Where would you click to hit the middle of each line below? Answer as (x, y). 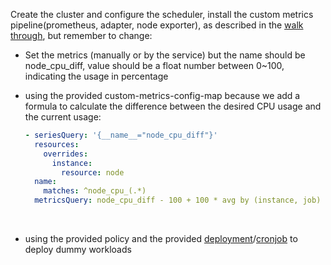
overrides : (66, 154)
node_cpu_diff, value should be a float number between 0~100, (154, 65)
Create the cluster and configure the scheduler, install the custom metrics (162, 14)
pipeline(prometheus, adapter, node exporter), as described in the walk (157, 25)
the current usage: (63, 117)
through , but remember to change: (81, 35)
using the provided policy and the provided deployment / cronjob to (161, 238)
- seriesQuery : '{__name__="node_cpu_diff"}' (121, 135)
